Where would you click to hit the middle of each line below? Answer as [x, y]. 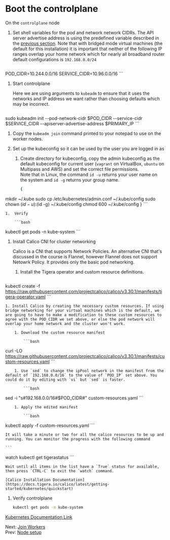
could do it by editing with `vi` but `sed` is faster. [65, 380]
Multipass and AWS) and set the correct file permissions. [79, 169]
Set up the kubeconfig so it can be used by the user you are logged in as [88, 148]
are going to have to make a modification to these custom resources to [83, 315]
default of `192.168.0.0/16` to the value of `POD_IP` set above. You [81, 375]
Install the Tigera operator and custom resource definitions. [82, 272]
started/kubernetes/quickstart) [39, 488]
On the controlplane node [32, 23]
